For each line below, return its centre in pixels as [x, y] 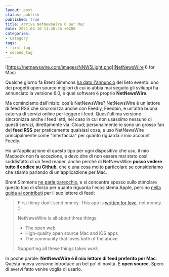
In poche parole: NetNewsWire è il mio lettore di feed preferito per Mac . [81, 258]
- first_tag [18, 48]
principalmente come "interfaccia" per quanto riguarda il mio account [78, 135]
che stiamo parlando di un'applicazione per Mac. [56, 172]
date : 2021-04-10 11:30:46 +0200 [40, 29]
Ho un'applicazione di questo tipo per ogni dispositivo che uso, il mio [77, 150]
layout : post [19, 10]
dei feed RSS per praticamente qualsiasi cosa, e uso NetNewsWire [75, 130]
